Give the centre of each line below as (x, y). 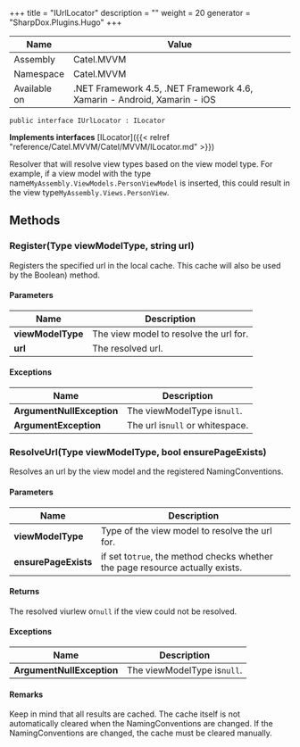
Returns (25, 592)
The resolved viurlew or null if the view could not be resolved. (123, 611)
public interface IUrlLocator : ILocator (87, 120)
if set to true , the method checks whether (187, 556)
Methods (35, 221)
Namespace (39, 74)
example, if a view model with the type (80, 174)
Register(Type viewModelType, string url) (102, 246)
